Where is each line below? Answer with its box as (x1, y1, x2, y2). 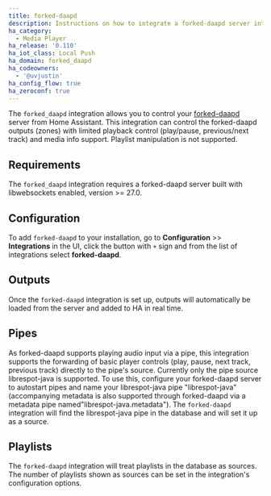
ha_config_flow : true (8, 79, 81, 87)
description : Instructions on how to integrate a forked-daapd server (8, 19, 251, 27)
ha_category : (8, 27, 52, 35)
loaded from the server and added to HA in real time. (8, 303, 184, 313)
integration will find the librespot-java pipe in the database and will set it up (8, 408, 258, 418)
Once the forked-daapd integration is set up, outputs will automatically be (8, 294, 251, 304)
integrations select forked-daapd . (8, 250, 122, 259)
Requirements (8, 158, 81, 172)
